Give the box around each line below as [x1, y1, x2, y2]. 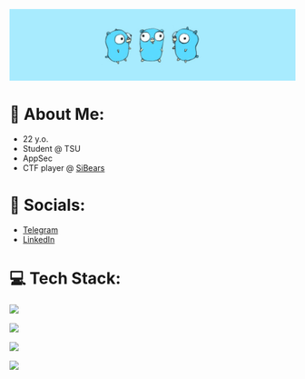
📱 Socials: [9, 194, 86, 215]
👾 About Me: [9, 104, 105, 125]
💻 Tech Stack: [9, 268, 122, 288]
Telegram [22, 224, 59, 235]
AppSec [22, 153, 53, 164]
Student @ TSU [22, 144, 82, 155]
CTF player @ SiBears [22, 163, 105, 174]
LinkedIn [22, 234, 55, 245]
